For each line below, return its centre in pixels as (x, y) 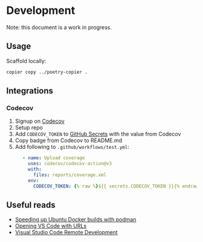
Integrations (30, 91)
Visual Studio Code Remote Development (66, 232)
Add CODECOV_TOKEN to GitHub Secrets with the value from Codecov (98, 134)
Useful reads (31, 205)
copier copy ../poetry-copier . (47, 72)
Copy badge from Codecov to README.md (69, 140)
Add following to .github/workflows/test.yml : (72, 147)
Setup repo (29, 128)
